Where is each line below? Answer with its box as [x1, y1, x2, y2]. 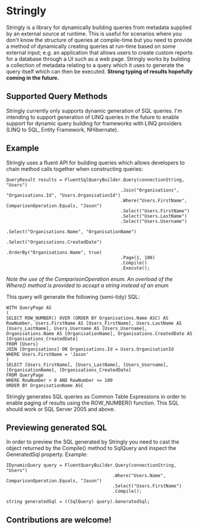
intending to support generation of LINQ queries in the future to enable [6, 113, 179, 120]
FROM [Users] [6, 341, 39, 347]
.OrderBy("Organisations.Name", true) [6, 249, 102, 256]
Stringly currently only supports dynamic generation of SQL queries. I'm [6, 107, 182, 114]
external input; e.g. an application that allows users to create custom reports [6, 49, 193, 56]
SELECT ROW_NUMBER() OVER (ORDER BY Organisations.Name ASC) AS [6, 315, 169, 321]
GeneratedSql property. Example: [6, 451, 88, 458]
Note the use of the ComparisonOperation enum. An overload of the [6, 275, 173, 282]
